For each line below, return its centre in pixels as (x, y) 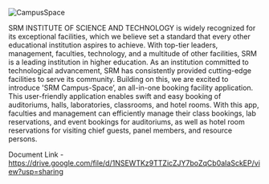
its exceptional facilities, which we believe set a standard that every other (130, 37)
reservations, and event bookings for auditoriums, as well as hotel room (126, 122)
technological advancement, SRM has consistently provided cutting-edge (130, 71)
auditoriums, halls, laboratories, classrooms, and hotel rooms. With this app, (134, 105)
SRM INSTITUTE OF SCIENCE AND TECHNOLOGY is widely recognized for (132, 28)
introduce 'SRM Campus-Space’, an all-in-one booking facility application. (131, 88)
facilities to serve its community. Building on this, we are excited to (118, 79)
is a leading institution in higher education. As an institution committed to (128, 62)
